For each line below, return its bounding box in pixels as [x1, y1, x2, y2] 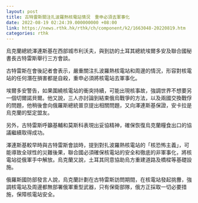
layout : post [6, 8, 38, 15]
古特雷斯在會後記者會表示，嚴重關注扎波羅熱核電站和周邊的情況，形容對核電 [6, 67, 192, 74]
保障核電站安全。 [16, 191, 58, 198]
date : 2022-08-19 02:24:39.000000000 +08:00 [6, 19, 117, 25]
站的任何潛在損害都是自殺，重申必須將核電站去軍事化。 [6, 75, 140, 82]
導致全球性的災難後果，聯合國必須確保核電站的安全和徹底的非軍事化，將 [11, 149, 187, 156]
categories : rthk [6, 31, 49, 36]
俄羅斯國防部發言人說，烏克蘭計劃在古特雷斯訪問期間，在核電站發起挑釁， [6, 176, 187, 183]
